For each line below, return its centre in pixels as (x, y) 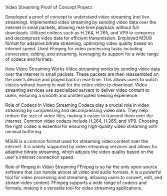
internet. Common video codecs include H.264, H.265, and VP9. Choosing (82, 121)
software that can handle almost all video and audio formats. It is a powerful (83, 172)
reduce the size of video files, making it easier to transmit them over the (79, 116)
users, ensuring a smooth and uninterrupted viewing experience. (72, 95)
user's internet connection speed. (40, 157)
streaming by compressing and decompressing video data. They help (77, 110)
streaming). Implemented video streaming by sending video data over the (81, 22)
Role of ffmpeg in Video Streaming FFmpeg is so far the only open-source (81, 167)
